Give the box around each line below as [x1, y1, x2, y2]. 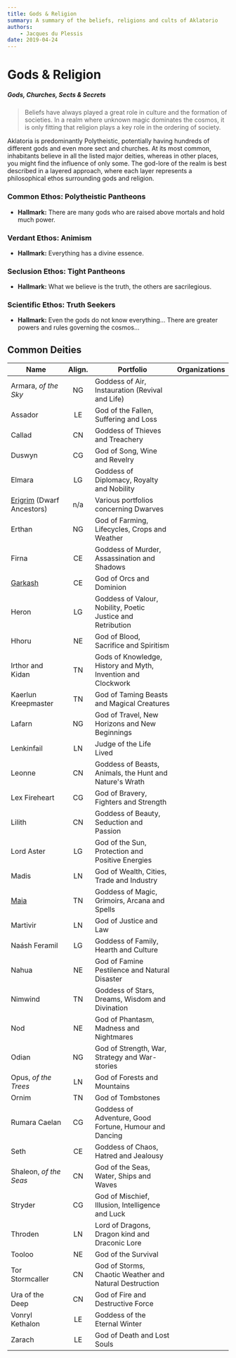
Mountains [94, 1081, 130, 1091]
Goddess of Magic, [94, 887, 158, 897]
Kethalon [11, 1319, 41, 1329]
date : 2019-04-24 [7, 37, 58, 44]
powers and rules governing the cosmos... [17, 323, 140, 332]
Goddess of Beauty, [94, 809, 161, 819]
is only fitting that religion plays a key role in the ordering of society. [24, 123, 221, 132]
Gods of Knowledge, [94, 652, 163, 662]
